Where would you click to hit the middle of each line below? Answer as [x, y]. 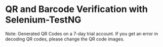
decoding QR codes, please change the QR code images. [65, 39]
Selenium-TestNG [43, 20]
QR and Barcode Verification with [77, 9]
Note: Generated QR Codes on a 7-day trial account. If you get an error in [82, 33]
